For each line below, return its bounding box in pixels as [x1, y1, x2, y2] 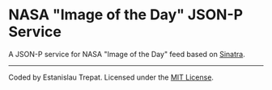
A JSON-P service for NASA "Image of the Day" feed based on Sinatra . [8, 49, 245, 59]
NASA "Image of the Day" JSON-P [8, 6, 244, 24]
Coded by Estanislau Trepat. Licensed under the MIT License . [8, 72, 215, 82]
